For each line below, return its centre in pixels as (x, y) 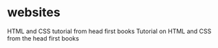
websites (34, 13)
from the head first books (43, 38)
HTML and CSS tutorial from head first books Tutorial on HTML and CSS (109, 31)
